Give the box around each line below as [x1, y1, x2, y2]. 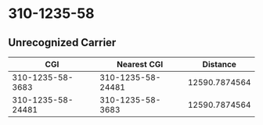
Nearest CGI [116, 59, 164, 70]
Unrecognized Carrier [8, 36, 117, 49]
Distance [202, 59, 237, 70]
